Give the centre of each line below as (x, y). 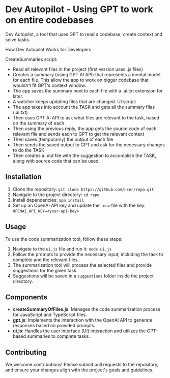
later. (18, 96)
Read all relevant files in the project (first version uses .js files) (78, 69)
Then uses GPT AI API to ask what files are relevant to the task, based (86, 117)
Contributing (26, 352)
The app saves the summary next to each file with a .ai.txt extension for (88, 90)
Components (26, 297)
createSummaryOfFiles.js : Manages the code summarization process (86, 309)
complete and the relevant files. (46, 260)
